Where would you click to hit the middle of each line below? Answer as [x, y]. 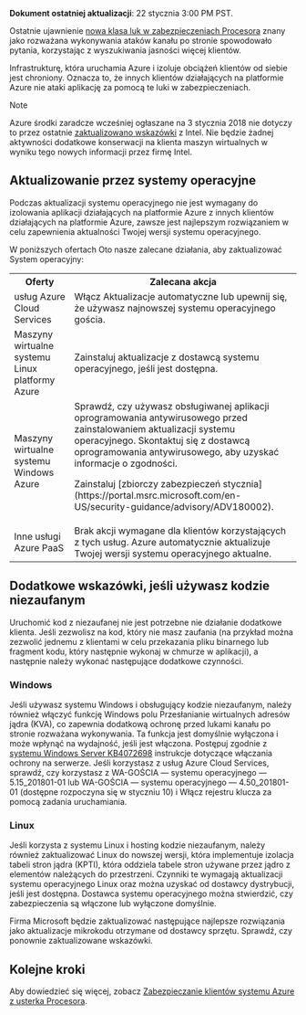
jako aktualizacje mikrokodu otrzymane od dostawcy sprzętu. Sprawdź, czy [151, 931]
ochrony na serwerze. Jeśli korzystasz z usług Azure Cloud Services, [139, 763]
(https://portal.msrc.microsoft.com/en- [158, 495]
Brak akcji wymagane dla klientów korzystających [180, 531]
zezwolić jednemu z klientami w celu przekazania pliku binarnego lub [139, 641]
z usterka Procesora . [49, 1001]
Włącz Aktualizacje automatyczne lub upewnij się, [181, 296]
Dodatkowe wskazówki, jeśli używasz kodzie [140, 586]
